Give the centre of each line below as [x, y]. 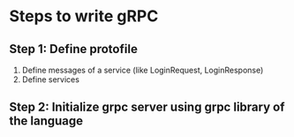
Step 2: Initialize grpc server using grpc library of [147, 107]
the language [46, 121]
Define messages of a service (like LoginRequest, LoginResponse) [143, 70]
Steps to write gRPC [84, 16]
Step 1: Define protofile [74, 49]
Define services [50, 80]
